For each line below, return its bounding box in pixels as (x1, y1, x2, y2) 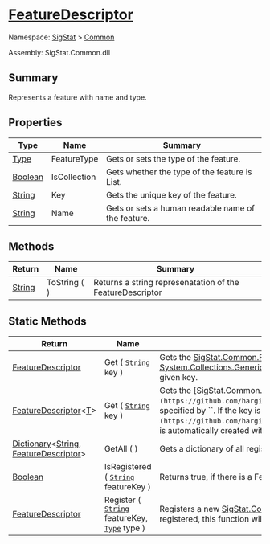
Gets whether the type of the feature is (105, 166, 252, 178)
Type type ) (104, 522, 146, 534)
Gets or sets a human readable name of (105, 202, 256, 214)
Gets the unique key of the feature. (105, 189, 237, 200)
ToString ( (47, 277, 84, 288)
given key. (159, 372, 198, 383)
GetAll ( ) (104, 444, 138, 455)
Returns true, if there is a (159, 472, 253, 483)
